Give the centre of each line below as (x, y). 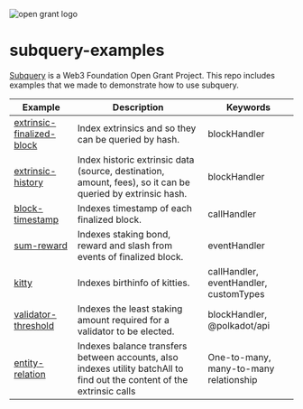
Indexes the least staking (130, 309)
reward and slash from (125, 246)
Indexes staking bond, (124, 234)
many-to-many (241, 368)
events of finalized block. (130, 256)
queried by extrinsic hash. (132, 193)
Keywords (248, 107)
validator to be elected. (126, 331)
